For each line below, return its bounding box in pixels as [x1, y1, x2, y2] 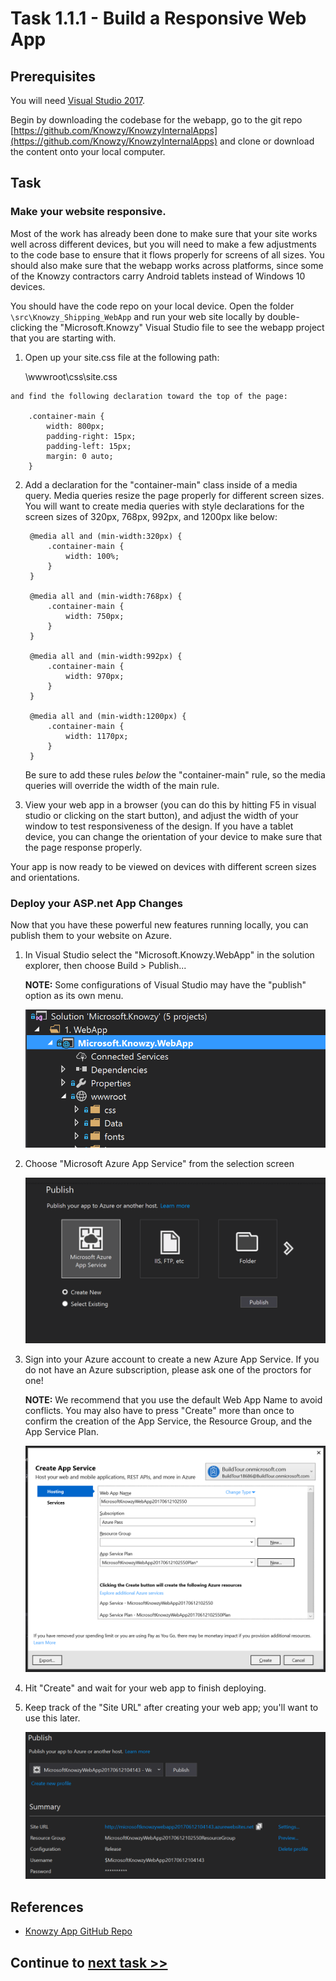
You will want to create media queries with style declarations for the [24, 500, 305, 512]
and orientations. [10, 871, 80, 883]
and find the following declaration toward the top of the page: [10, 391, 288, 401]
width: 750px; [65, 611, 125, 621]
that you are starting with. [10, 332, 117, 344]
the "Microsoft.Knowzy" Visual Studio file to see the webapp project [44, 321, 325, 333]
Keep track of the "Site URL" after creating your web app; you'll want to [24, 1701, 319, 1713]
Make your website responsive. [10, 205, 167, 219]
